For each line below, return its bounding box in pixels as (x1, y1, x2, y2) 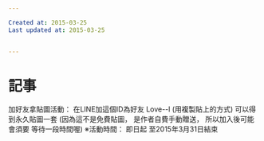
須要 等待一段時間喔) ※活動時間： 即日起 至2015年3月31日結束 (14, 124, 219, 134)
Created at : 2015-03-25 (8, 18, 88, 26)
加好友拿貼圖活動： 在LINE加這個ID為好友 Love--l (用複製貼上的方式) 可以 (8, 104, 250, 114)
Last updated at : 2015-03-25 (8, 25, 105, 34)
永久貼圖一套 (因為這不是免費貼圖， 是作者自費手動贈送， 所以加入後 (14, 115, 241, 124)
